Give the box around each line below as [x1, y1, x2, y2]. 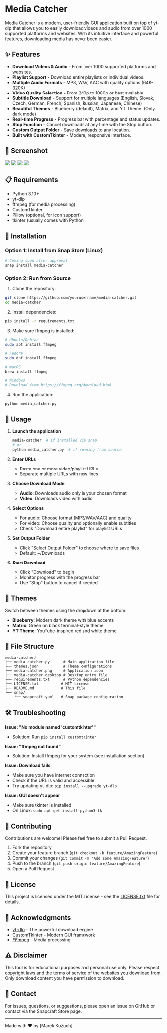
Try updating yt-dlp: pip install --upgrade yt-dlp [12, 783, 117, 789]
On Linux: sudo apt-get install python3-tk [12, 807, 103, 814]
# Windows [5, 378, 26, 383]
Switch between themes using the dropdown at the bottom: [5, 607, 127, 613]
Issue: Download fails [5, 762, 51, 769]
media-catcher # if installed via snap [12, 438, 97, 443]
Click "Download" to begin [19, 569, 75, 575]
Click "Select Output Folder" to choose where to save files [19, 545, 139, 551]
